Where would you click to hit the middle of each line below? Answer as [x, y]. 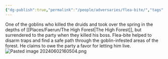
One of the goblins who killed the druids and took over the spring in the [79, 24]
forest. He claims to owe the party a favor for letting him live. [68, 45]
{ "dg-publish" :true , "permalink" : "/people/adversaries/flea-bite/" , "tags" [85, 10]
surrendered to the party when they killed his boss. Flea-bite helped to [79, 35]
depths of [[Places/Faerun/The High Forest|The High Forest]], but [73, 29]
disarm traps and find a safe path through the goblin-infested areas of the [82, 40]
